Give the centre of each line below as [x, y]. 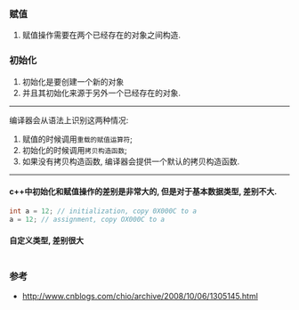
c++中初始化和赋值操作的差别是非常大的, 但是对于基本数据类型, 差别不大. [143, 192]
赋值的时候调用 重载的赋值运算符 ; [77, 139]
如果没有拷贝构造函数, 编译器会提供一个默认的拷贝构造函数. [131, 161]
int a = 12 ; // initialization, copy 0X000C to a [103, 211]
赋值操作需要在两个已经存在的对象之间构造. [101, 35]
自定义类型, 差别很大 [47, 241]
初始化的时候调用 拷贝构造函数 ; [74, 150]
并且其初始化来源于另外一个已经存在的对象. [101, 93]
